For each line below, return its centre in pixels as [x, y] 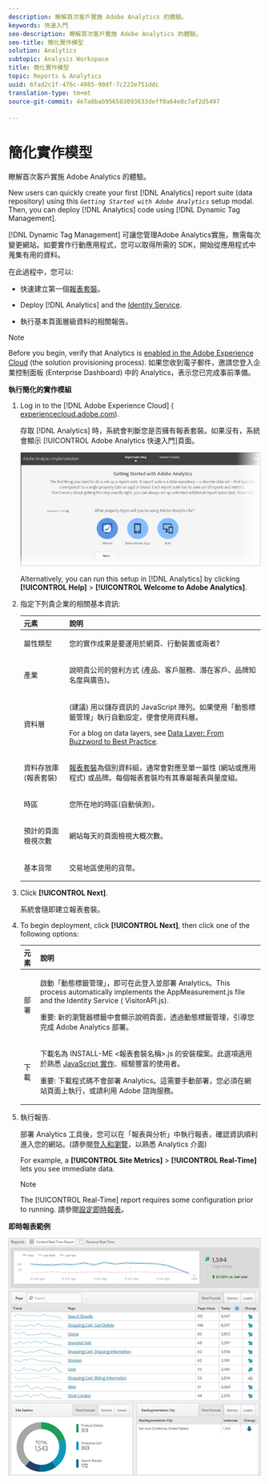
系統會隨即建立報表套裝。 [62, 909]
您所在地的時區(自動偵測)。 [114, 805]
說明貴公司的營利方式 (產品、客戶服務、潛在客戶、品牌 [159, 670]
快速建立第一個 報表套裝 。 [62, 289]
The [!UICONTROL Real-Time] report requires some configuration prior [137, 1200]
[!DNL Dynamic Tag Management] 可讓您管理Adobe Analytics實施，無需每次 [134, 235]
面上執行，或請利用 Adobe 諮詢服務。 [116, 1091]
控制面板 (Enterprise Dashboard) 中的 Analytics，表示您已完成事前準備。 [135, 373]
